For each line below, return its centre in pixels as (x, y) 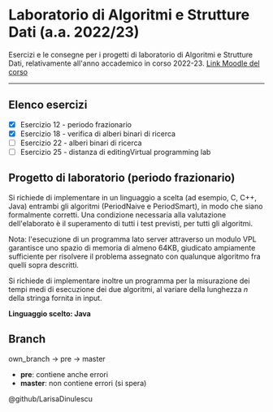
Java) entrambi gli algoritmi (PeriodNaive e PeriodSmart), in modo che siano (136, 206)
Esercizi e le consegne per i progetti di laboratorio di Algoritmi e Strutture (131, 54)
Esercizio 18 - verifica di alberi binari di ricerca (98, 133)
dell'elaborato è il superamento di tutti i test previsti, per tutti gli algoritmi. (131, 223)
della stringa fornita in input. (56, 298)
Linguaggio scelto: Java (50, 313)
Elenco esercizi (48, 105)
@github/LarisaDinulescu (51, 398)
